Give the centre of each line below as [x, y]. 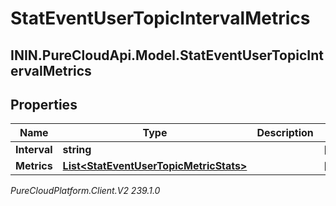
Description [285, 133]
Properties [44, 104]
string [77, 150]
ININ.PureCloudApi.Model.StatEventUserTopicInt [167, 55]
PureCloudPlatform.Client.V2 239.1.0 [85, 191]
